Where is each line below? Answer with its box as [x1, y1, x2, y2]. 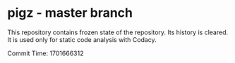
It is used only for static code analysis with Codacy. [7, 35, 157, 43]
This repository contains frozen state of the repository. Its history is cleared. [7, 28, 228, 36]
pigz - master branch [7, 5, 133, 21]
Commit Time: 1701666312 [7, 49, 84, 57]
